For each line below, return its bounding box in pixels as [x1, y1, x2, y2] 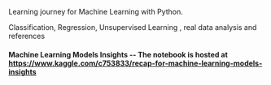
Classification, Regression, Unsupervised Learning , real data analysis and [8, 23, 257, 32]
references [8, 32, 46, 40]
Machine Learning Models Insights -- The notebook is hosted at [8, 49, 228, 59]
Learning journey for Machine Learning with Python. [8, 7, 183, 16]
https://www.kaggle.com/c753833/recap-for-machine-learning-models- [8, 58, 263, 68]
